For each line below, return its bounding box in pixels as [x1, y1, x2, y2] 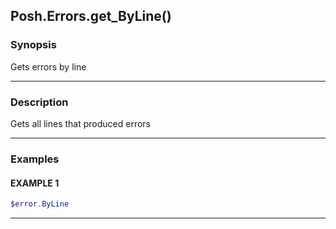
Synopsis [10, 38, 57, 52]
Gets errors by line [10, 60, 87, 73]
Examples [10, 152, 60, 166]
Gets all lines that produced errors [10, 117, 152, 129]
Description [10, 95, 69, 109]
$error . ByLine [10, 199, 70, 209]
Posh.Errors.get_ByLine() [10, 8, 172, 25]
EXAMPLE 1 [10, 177, 60, 189]
